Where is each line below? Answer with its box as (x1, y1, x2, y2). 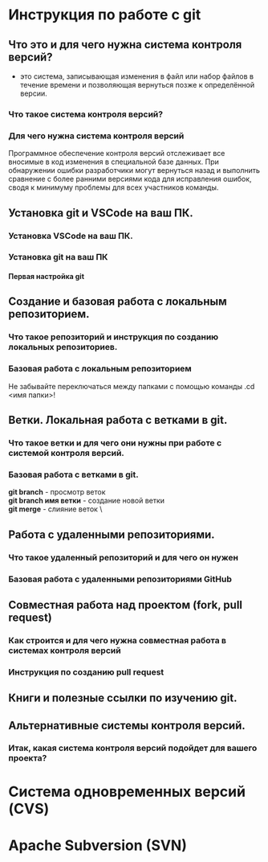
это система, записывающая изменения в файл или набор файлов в (19, 72, 254, 81)
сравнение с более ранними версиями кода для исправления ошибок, (8, 174, 252, 184)
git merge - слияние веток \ (8, 504, 103, 514)
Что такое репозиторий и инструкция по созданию (8, 331, 219, 343)
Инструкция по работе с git (8, 6, 201, 24)
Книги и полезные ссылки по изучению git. (8, 692, 238, 705)
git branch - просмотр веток (8, 487, 106, 497)
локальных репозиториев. (8, 342, 118, 353)
